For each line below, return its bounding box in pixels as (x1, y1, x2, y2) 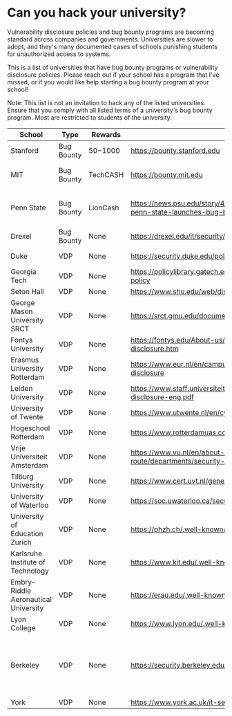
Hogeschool (10, 423, 50, 433)
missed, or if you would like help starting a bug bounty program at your (7, 77, 209, 86)
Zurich (10, 538, 32, 547)
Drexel (10, 231, 32, 241)
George (10, 297, 35, 307)
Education (10, 529, 43, 538)
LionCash (88, 203, 119, 212)
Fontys (10, 335, 33, 345)
